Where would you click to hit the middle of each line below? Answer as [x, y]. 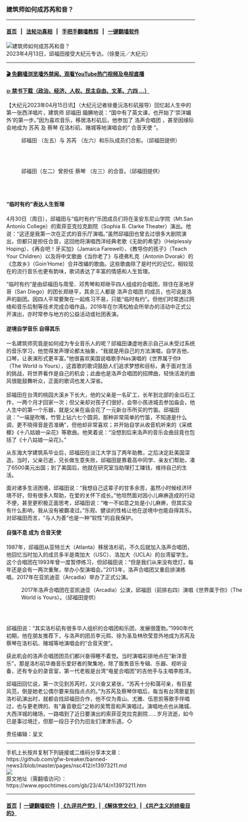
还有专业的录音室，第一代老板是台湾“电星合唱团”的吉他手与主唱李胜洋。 [105, 671]
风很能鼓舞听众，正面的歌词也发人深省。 [56, 381]
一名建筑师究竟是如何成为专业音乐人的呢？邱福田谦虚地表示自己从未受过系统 [101, 343]
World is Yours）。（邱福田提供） [60, 597]
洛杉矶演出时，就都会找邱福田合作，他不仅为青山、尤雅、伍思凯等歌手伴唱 [98, 698]
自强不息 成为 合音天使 [34, 533]
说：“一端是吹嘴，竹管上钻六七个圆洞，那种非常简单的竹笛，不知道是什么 [97, 417]
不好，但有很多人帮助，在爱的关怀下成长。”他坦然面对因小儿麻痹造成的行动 [103, 495]
